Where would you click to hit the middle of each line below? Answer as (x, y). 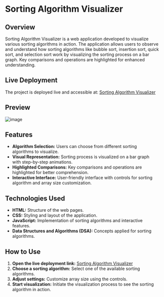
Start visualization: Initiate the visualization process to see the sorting (83, 284)
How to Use (23, 252)
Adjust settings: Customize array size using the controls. (70, 279)
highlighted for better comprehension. (50, 173)
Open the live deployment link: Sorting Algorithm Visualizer (72, 264)
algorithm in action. (31, 290)
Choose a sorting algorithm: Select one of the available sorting (76, 269)
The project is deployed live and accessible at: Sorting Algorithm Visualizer (80, 92)
